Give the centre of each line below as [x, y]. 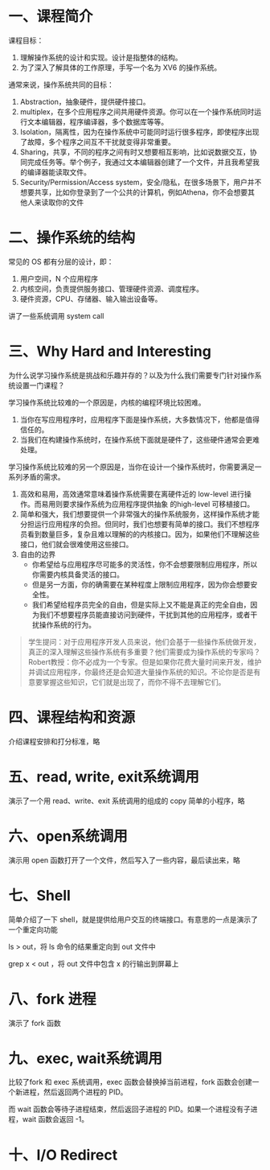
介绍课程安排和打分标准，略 [54, 741]
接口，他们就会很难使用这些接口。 [76, 544]
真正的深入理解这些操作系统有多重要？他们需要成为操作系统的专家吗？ [144, 652]
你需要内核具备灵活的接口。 [78, 574]
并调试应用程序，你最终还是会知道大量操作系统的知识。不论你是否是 [141, 672]
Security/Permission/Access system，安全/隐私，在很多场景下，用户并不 [141, 182]
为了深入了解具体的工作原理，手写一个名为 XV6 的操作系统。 [121, 67]
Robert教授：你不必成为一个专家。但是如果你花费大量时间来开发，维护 [145, 661]
